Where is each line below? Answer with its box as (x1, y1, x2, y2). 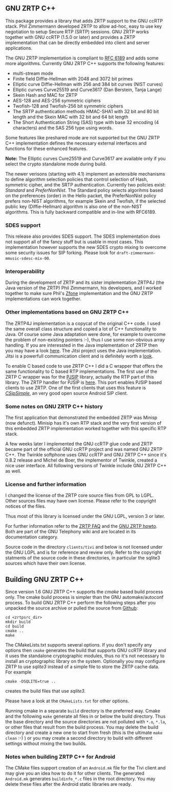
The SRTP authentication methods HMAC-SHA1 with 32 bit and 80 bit (12, 108, 159, 114)
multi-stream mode (12, 70, 54, 76)
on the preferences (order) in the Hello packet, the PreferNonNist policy (5, 192, 157, 199)
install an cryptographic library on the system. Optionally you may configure (5, 658, 165, 664)
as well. (5, 468, 21, 474)
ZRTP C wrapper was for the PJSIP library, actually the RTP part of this (5, 373, 155, 380)
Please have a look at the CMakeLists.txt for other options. (5, 698, 130, 704)
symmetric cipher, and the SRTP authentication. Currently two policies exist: (5, 181, 166, 187)
